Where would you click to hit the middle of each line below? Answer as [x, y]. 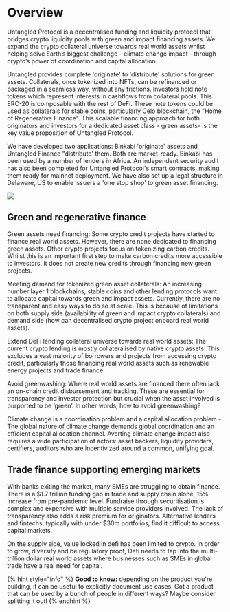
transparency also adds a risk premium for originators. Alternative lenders [112, 516]
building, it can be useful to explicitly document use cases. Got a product [111, 586]
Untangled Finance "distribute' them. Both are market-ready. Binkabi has [110, 154]
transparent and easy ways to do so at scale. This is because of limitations [113, 306]
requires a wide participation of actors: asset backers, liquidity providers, [111, 441]
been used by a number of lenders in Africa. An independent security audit [113, 160]
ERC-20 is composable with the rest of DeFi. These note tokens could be [110, 103]
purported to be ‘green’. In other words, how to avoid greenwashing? [104, 405]
